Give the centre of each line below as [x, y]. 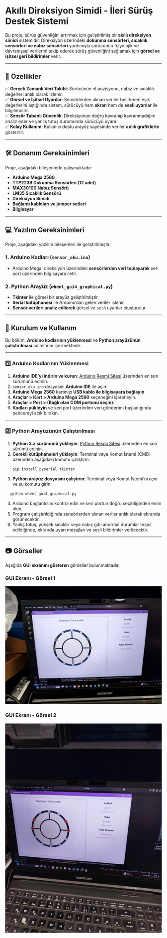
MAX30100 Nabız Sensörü [40, 188]
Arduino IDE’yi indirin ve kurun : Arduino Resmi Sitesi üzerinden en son [85, 376]
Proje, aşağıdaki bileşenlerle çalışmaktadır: [49, 167]
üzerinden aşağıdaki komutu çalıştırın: [51, 460]
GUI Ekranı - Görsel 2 [31, 715]
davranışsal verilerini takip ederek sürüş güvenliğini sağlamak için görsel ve [83, 51]
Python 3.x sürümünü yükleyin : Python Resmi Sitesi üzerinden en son [85, 444]
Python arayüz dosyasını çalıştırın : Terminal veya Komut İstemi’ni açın [85, 479]
